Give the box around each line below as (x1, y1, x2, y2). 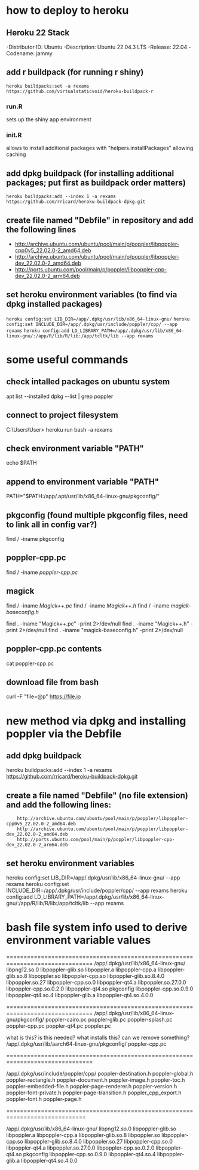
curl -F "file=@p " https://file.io (6, 693, 81, 700)
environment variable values (6, 933, 151, 947)
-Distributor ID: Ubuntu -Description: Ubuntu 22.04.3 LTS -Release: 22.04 (6, 43, 188, 50)
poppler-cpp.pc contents (6, 644, 102, 654)
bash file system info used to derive (6, 921, 188, 934)
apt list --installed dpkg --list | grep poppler (6, 393, 114, 400)
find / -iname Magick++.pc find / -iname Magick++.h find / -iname (6, 602, 170, 609)
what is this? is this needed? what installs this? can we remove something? (6, 1034, 190, 1041)
